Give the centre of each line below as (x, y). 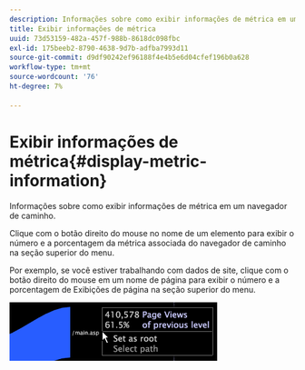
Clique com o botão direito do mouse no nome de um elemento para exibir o (152, 233)
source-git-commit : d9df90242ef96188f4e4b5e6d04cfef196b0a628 (129, 58)
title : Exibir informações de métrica (83, 29)
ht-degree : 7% (36, 86)
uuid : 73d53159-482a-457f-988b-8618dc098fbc (95, 38)
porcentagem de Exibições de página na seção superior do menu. (133, 289)
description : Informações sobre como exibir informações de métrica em (148, 19)
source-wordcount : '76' (54, 77)
